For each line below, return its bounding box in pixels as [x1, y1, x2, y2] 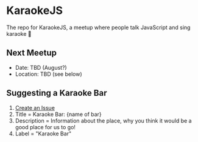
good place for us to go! [15, 123, 76, 130]
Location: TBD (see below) [15, 70, 82, 78]
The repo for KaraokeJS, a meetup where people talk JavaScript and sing [6, 24, 191, 31]
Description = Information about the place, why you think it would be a [15, 117, 192, 124]
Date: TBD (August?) [15, 64, 67, 71]
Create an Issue [15, 104, 55, 111]
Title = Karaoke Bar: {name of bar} [15, 110, 102, 118]
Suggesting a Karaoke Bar [6, 88, 107, 98]
